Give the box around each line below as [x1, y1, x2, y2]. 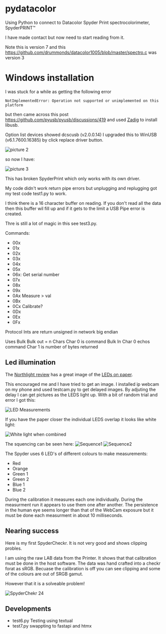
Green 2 [12, 476, 29, 482]
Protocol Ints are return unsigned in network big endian [5, 328, 118, 334]
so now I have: [5, 156, 35, 162]
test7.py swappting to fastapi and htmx [12, 623, 92, 629]
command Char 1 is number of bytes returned [5, 343, 98, 349]
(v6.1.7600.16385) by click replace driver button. [5, 137, 103, 143]
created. [5, 210, 22, 217]
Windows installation [5, 72, 94, 84]
